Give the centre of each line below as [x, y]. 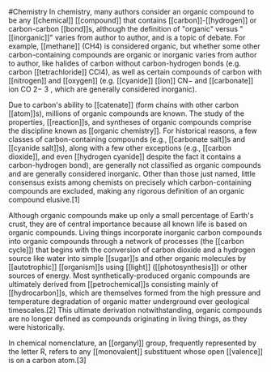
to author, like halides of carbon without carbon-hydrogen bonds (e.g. [125, 63]
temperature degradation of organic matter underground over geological [129, 301]
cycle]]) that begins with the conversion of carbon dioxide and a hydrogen [132, 250]
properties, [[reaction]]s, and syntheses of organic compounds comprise [130, 122]
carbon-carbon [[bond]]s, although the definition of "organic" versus [123, 29]
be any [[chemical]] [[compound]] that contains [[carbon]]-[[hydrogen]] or [133, 20]
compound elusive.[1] [44, 199]
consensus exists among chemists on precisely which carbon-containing [130, 182]
